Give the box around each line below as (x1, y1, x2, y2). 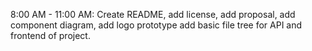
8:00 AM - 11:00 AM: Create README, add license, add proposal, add (10, 9, 296, 20)
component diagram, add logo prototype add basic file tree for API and (10, 19, 303, 31)
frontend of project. (10, 30, 91, 41)
